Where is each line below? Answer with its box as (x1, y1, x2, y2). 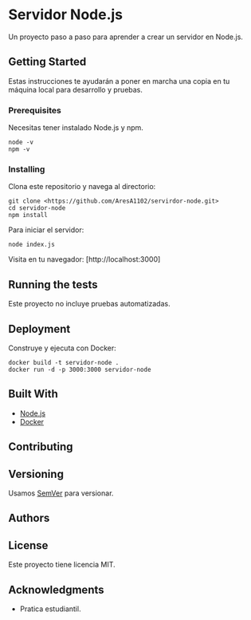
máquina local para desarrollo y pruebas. (8, 85, 143, 94)
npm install (8, 211, 48, 219)
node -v (8, 138, 34, 147)
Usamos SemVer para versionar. (8, 488, 114, 498)
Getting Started (8, 55, 87, 69)
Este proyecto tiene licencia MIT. (8, 560, 116, 570)
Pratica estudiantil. (19, 604, 81, 614)
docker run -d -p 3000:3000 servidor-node (8, 365, 151, 373)
